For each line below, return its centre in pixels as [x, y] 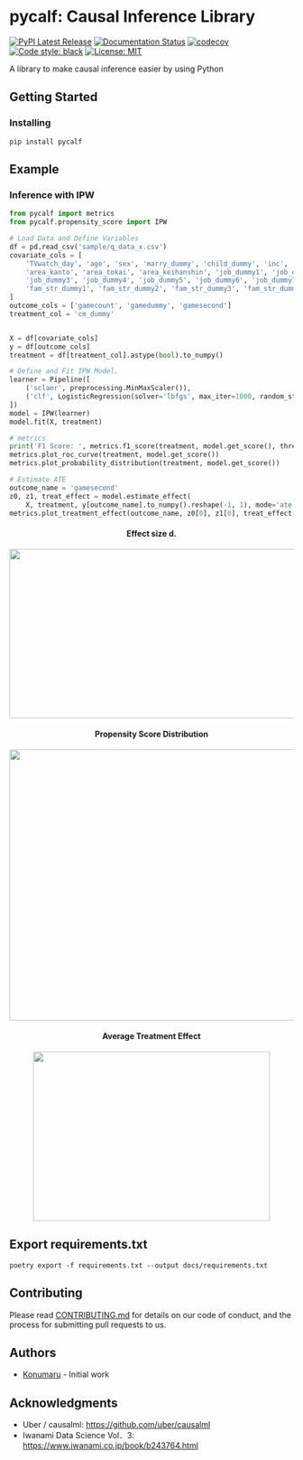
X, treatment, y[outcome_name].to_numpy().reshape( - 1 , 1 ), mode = [151, 505]
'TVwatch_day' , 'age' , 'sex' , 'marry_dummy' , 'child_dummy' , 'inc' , [157, 264]
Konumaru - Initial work [66, 1374]
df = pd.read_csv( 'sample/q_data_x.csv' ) [88, 247]
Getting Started [54, 97]
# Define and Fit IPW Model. [64, 371]
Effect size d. [151, 534]
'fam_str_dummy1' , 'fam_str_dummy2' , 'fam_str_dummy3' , [133, 289]
